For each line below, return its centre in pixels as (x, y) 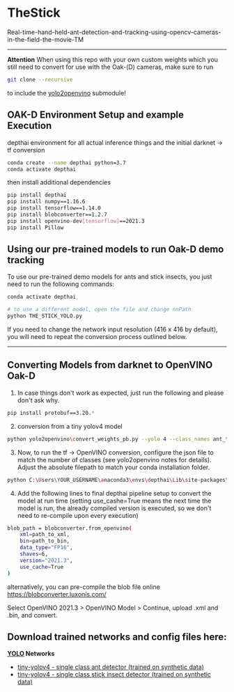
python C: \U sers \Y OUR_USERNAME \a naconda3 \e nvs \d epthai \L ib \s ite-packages (117, 480)
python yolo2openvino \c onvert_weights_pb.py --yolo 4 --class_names (109, 439)
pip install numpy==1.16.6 (46, 202)
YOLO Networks (31, 654)
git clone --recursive (40, 79)
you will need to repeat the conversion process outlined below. (97, 337)
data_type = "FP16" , (46, 548)
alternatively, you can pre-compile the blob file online (84, 587)
